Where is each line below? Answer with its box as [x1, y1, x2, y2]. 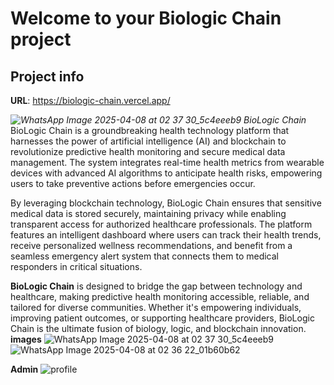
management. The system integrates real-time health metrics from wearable [10, 157, 325, 168]
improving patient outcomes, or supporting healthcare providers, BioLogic [10, 312, 315, 324]
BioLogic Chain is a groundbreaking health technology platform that [10, 125, 290, 136]
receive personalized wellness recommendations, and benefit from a [10, 240, 293, 251]
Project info [10, 68, 85, 85]
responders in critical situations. [10, 261, 143, 272]
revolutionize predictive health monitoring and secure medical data [10, 146, 286, 157]
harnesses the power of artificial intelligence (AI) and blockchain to [10, 135, 287, 147]
